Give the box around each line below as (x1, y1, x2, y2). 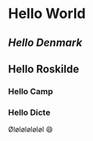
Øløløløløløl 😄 (8, 125, 53, 134)
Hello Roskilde (8, 62, 80, 75)
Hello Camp (8, 85, 53, 96)
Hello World (8, 5, 86, 23)
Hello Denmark (8, 36, 83, 49)
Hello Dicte (8, 107, 51, 117)
